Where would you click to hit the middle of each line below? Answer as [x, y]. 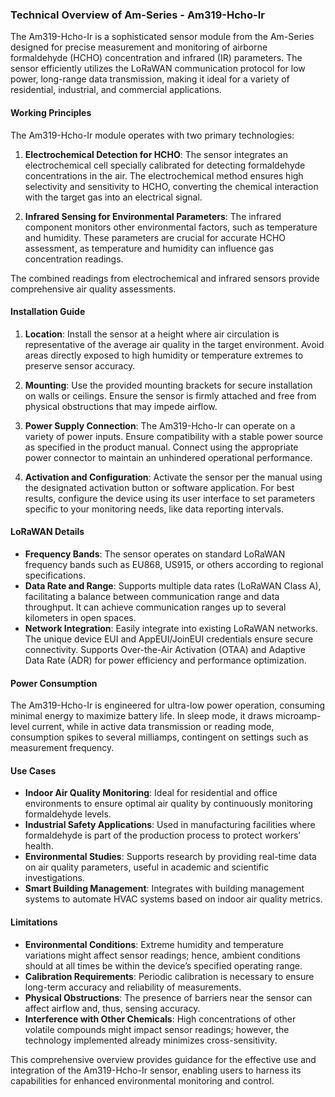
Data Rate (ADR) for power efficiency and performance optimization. [165, 660]
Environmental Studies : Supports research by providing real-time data [170, 857]
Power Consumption [54, 683]
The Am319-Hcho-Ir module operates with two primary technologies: [152, 135]
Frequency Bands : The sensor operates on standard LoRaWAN [155, 554]
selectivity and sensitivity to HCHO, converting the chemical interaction [171, 186]
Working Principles [51, 112]
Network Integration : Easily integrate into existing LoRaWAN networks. [171, 628]
